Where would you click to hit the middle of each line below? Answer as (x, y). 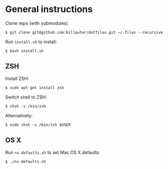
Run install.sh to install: (31, 42)
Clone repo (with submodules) (37, 23)
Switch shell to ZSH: (26, 97)
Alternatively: (19, 115)
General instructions (49, 9)
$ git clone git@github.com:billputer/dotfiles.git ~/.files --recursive (84, 32)
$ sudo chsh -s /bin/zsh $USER (38, 125)
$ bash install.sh (24, 51)
